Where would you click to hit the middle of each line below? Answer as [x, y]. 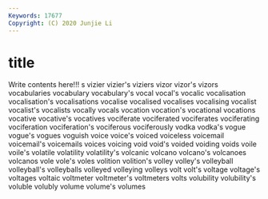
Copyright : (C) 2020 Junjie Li [60, 23]
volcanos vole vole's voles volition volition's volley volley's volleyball [121, 161]
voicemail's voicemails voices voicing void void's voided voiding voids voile [133, 144]
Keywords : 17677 [35, 16]
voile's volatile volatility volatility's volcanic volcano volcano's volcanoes [127, 153]
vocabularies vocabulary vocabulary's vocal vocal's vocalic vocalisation [127, 94]
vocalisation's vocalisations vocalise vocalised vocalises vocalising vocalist [132, 101]
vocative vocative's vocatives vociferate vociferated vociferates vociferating [134, 119]
